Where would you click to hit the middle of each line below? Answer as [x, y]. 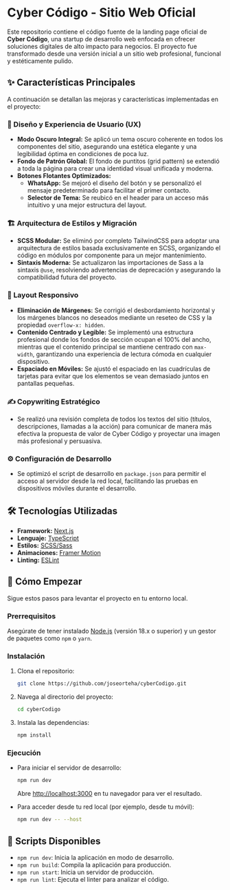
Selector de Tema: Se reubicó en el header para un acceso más [118, 198]
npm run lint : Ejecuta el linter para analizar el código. [93, 879]
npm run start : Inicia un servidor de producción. [85, 872]
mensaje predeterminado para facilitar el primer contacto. [109, 191]
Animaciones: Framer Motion [59, 553]
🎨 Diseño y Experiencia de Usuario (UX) [74, 124]
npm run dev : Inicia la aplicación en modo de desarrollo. [95, 857]
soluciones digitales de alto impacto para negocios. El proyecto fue [102, 46]
